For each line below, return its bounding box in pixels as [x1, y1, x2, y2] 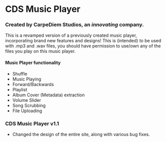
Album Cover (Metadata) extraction [12, 92, 85, 98]
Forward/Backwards [12, 81, 54, 87]
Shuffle [12, 71, 27, 76]
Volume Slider [12, 97, 41, 103]
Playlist [12, 86, 27, 92]
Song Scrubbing [12, 102, 46, 108]
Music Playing [12, 76, 41, 82]
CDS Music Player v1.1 [5, 120, 60, 127]
